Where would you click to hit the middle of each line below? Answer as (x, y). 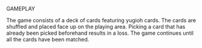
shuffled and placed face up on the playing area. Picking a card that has (96, 27)
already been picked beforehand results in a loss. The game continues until (100, 33)
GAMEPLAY (21, 9)
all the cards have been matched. (48, 39)
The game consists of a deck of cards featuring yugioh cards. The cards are (101, 20)
